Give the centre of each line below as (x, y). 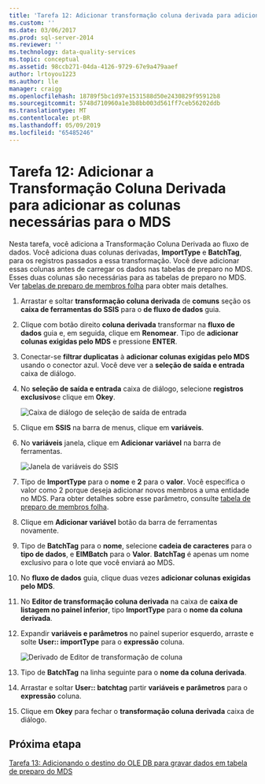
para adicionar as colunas (95, 205)
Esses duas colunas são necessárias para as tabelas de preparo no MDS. (128, 277)
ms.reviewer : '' (35, 45)
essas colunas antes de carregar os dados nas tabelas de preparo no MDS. (131, 269)
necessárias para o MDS (90, 222)
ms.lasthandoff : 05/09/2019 (55, 125)
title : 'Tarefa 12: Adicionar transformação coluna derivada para (120, 15)
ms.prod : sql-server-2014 (51, 37)
